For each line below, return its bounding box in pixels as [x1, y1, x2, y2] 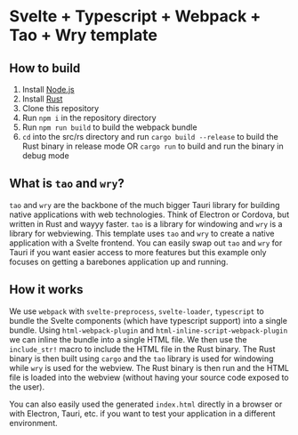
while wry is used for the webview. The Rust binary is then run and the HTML [9, 362, 289, 373]
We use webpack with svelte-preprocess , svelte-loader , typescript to [9, 305, 264, 317]
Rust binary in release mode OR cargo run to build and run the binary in [21, 141, 284, 151]
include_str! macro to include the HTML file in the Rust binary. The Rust [9, 343, 276, 354]
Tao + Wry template [9, 25, 158, 45]
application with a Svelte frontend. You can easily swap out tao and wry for [9, 238, 283, 248]
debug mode [21, 150, 69, 161]
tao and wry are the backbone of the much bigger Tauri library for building [9, 199, 280, 210]
